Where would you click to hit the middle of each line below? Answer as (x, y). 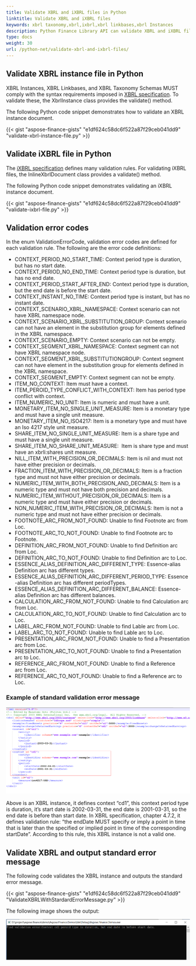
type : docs (19, 37)
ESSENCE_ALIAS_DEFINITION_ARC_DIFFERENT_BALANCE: (85, 589)
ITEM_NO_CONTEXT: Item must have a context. (71, 384)
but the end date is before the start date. (63, 290)
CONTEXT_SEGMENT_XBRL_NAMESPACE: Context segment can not (97, 347)
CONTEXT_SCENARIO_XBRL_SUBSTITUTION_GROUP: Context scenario (101, 321)
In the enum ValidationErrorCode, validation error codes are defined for (92, 242)
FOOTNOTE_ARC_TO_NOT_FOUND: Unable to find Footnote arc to (94, 533)
